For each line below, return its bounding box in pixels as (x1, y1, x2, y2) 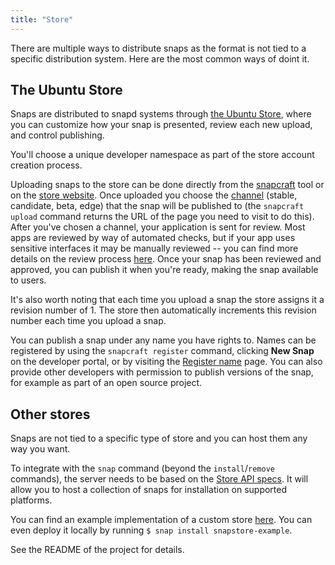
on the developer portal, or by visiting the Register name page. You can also (10, 356, 323, 368)
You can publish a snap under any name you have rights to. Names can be (10, 334, 317, 346)
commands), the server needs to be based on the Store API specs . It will (10, 473, 309, 485)
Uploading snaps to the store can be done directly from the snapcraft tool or (10, 179, 325, 191)
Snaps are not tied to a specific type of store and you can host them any (10, 432, 308, 445)
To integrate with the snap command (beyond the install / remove (10, 462, 275, 475)
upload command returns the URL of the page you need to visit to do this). (10, 211, 315, 223)
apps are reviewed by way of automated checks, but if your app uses (10, 232, 296, 244)
